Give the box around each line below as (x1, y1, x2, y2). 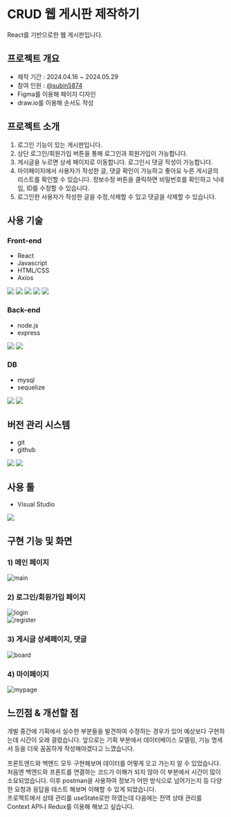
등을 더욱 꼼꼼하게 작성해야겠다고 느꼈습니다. (14, 744, 135, 753)
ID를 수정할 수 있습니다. (26, 184, 90, 192)
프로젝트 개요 (7, 53, 60, 64)
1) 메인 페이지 (7, 557, 50, 567)
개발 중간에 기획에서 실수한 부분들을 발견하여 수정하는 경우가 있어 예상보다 (7, 727, 207, 735)
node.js (17, 321, 39, 329)
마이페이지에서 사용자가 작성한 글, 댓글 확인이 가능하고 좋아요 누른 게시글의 (17, 166, 219, 175)
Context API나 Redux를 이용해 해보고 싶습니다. (7, 802, 135, 811)
